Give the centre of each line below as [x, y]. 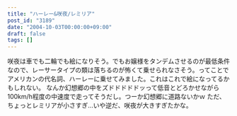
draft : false [27, 34]
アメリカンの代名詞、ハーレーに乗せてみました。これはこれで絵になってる [116, 79]
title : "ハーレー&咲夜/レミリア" [51, 14]
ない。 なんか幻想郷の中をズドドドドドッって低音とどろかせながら [123, 88]
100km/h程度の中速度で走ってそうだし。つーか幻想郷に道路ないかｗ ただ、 [117, 97]
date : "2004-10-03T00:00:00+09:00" [60, 27]
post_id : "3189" [31, 21]
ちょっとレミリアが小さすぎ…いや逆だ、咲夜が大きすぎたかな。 [100, 105]
